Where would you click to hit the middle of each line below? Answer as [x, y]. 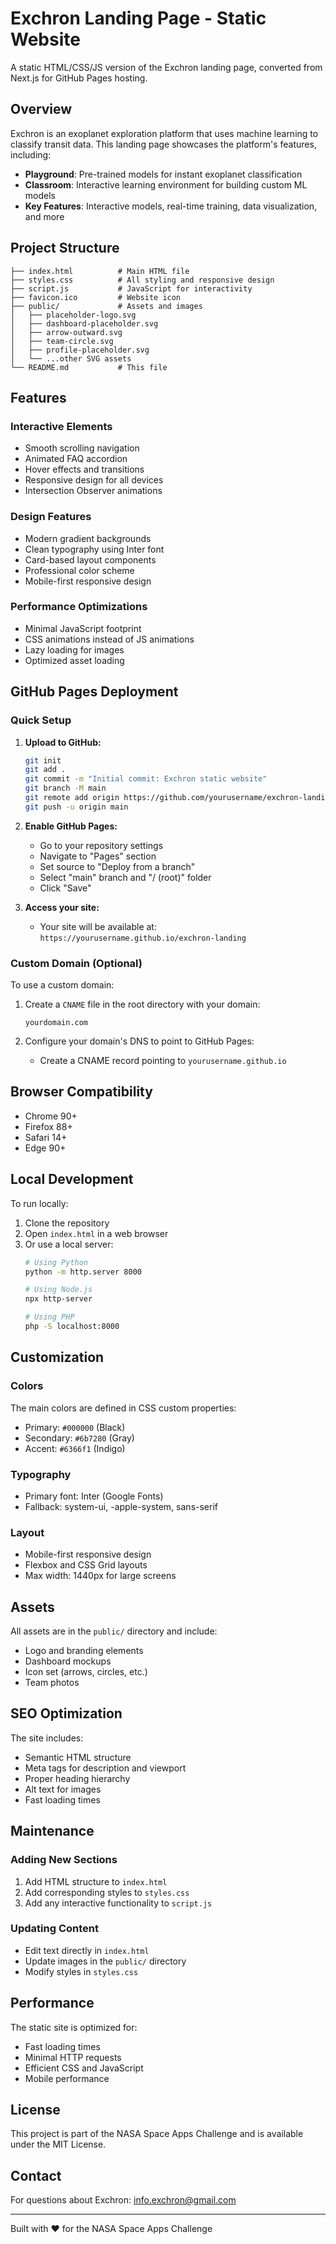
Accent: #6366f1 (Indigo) [75, 1448]
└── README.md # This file [89, 367]
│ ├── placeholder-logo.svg [73, 315]
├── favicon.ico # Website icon [96, 297]
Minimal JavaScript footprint [83, 628]
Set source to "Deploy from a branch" [117, 866]
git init [43, 760]
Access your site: [62, 907]
